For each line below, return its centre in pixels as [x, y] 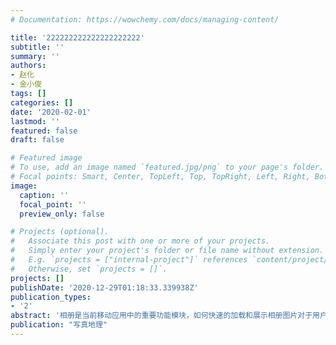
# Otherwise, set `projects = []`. [89, 269]
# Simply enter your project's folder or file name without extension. [167, 251]
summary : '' [35, 56]
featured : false [44, 131]
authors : [28, 66]
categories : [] [42, 102]
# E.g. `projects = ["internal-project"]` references [129, 260]
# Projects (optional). [60, 232]
